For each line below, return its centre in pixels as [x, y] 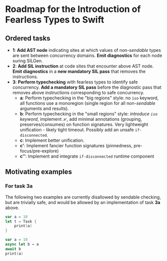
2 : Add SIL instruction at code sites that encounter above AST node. [83, 66]
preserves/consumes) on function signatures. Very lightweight [84, 124]
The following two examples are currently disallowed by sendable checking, [83, 197]
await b [13, 249]
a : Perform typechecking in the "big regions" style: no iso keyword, [89, 98]
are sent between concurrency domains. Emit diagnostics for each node [87, 55]
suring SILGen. [28, 61]
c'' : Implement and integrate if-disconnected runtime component [87, 156]
